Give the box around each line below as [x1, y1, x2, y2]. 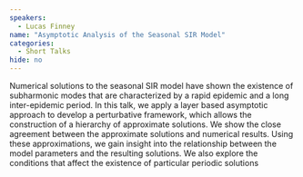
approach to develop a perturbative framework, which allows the [9, 110, 252, 120]
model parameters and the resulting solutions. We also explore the [9, 148, 258, 159]
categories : [9, 38, 55, 48]
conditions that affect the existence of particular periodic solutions [9, 158, 259, 168]
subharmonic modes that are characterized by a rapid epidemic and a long [9, 90, 289, 101]
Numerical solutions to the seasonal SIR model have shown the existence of [9, 81, 294, 91]
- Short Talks [17, 47, 71, 56]
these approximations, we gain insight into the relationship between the [9, 138, 278, 149]
